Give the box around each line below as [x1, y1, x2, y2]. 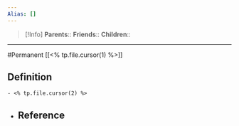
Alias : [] [7, 10, 37, 18]
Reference [17, 109, 65, 121]
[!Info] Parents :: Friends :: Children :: [24, 30, 131, 38]
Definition [7, 71, 52, 83]
